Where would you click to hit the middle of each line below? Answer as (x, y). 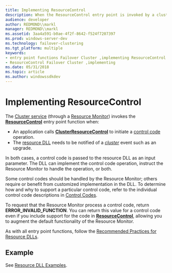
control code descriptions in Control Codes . (51, 195)
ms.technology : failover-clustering (44, 44)
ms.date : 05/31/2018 (27, 67)
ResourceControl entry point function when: (52, 121)
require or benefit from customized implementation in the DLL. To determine (85, 184)
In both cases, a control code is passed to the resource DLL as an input (80, 158)
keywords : (16, 53)
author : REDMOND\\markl (31, 24)
